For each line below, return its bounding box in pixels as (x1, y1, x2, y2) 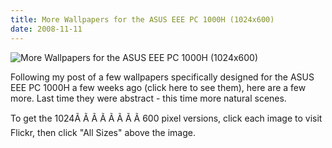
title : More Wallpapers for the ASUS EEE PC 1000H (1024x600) (10, 14, 275, 25)
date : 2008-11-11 (10, 24, 83, 34)
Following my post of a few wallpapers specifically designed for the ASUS (10, 71, 315, 83)
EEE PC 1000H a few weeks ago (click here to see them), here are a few (10, 81, 307, 93)
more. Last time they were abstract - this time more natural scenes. (10, 92, 287, 104)
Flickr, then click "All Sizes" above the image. (10, 126, 196, 138)
